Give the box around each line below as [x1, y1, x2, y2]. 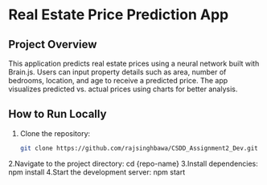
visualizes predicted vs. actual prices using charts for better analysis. [8, 84, 238, 94]
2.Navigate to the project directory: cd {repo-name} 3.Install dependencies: [8, 159, 259, 168]
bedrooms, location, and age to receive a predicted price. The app [8, 76, 228, 85]
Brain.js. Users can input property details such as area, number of [8, 67, 227, 77]
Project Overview [8, 38, 97, 51]
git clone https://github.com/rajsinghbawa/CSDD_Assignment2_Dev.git [19, 144, 259, 152]
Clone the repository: [19, 128, 91, 138]
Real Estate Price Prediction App [8, 6, 229, 24]
